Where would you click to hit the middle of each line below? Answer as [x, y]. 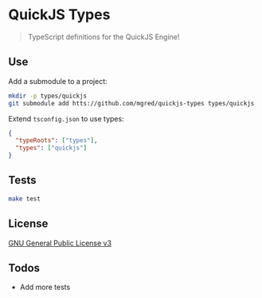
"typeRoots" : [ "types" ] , [57, 141]
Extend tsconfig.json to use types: [66, 118]
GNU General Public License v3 [60, 243]
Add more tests [45, 287]
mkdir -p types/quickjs [48, 96]
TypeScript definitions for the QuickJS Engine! [104, 37]
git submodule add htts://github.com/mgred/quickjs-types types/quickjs [131, 103]
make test [25, 199]
